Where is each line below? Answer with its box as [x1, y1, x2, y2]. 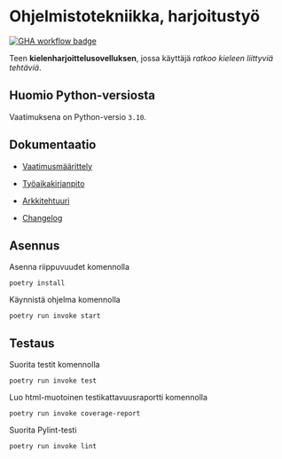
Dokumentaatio [9, 138, 97, 153]
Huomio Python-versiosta [9, 88, 155, 103]
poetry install [9, 279, 66, 288]
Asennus [9, 238, 60, 253]
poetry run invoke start [9, 312, 101, 321]
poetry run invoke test [9, 376, 98, 385]
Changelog [21, 212, 63, 223]
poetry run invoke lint [9, 442, 98, 451]
